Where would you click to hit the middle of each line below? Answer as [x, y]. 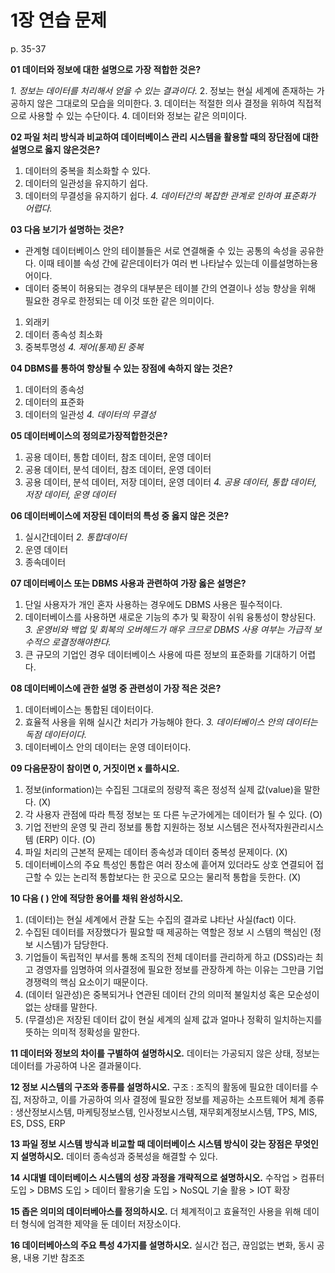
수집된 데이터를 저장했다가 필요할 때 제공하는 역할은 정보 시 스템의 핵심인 [166, 932]
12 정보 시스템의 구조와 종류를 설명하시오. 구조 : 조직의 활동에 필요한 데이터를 [159, 1087]
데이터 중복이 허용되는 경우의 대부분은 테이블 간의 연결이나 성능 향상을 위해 [170, 288]
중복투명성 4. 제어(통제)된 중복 [84, 347]
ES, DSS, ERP [38, 1123]
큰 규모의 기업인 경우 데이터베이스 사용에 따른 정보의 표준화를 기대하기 [161, 654]
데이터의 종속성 [54, 389]
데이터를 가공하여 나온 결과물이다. [76, 1065]
